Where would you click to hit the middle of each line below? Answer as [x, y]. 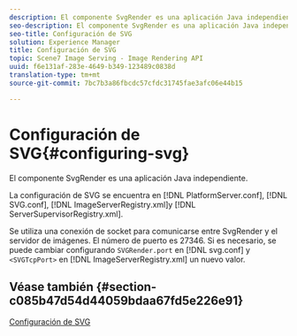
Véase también [52, 287]
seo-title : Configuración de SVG [71, 34]
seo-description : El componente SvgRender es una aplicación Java [134, 26]
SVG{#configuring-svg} [99, 153]
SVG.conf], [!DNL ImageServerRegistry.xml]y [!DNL [103, 204]
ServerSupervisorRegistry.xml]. [66, 214]
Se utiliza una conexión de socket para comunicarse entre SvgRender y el [144, 231]
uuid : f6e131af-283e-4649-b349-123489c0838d [92, 67]
